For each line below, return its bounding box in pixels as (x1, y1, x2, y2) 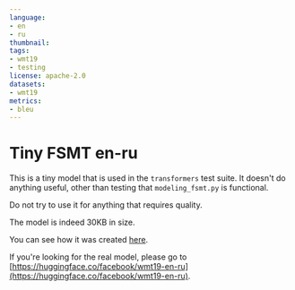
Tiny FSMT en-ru (9, 143, 138, 164)
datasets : (9, 80, 47, 89)
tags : (9, 47, 30, 55)
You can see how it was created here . (9, 235, 149, 245)
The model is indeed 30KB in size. (9, 217, 136, 228)
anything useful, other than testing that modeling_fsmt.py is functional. (9, 183, 269, 193)
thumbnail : (9, 38, 50, 47)
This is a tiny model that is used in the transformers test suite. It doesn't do (9, 173, 286, 183)
